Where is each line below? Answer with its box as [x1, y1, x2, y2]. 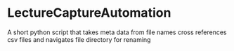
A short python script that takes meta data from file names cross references [7, 28, 227, 36]
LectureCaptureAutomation [7, 5, 171, 21]
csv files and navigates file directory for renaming [7, 35, 151, 43]
